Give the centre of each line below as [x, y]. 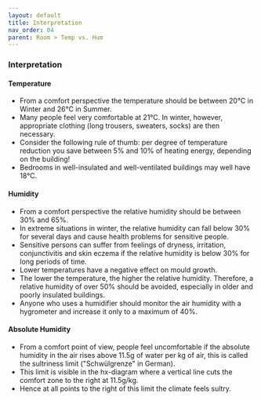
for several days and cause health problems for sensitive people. [124, 236]
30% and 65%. [44, 220]
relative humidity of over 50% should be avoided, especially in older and [136, 286]
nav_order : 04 [31, 30]
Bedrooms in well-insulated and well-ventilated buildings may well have [135, 168]
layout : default [34, 15]
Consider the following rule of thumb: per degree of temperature [123, 143]
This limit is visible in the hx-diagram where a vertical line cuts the [126, 372]
